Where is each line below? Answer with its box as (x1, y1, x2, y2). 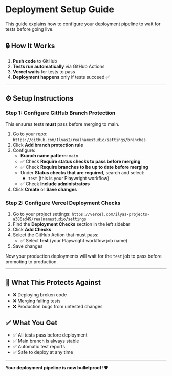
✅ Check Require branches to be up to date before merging (20, 164, 148, 170)
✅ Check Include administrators (20, 181, 90, 187)
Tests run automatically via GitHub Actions (12, 63, 105, 69)
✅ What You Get (5, 318, 58, 327)
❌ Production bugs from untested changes (12, 303, 103, 309)
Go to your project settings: (12, 211, 71, 217)
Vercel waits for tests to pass (12, 68, 75, 75)
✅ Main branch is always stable (12, 338, 79, 344)
